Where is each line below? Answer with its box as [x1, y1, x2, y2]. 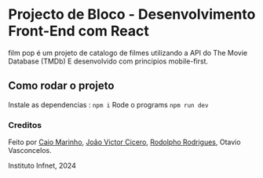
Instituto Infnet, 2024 [8, 161, 76, 170]
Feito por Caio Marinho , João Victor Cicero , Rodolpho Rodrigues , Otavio [8, 137, 241, 147]
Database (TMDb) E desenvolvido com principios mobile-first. [8, 56, 209, 66]
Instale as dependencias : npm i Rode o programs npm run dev [8, 100, 209, 109]
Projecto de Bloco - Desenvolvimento [8, 5, 256, 24]
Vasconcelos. [8, 146, 53, 155]
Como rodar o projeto [8, 79, 115, 93]
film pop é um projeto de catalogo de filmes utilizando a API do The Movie [8, 48, 248, 57]
